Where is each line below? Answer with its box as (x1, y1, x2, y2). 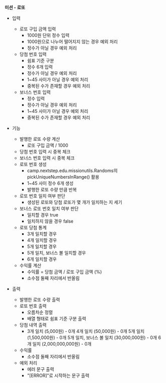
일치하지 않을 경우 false (27, 218, 74, 224)
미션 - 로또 (5, 5, 26, 10)
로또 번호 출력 (19, 303, 47, 309)
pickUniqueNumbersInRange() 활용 (27, 174, 100, 180)
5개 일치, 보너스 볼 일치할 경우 (27, 250, 86, 256)
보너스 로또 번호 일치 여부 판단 (19, 205, 79, 211)
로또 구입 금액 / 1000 (27, 142, 68, 148)
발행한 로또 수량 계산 (19, 136, 60, 142)
